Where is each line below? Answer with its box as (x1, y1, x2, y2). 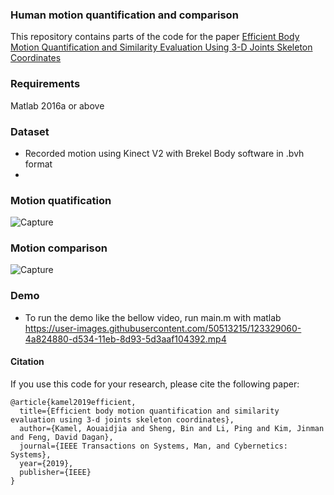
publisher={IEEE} (19, 467, 92, 477)
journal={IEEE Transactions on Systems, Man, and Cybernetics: (19, 441, 288, 451)
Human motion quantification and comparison (10, 8, 239, 22)
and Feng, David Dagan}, (10, 432, 114, 442)
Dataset (10, 124, 50, 138)
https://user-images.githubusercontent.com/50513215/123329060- (24, 322, 302, 334)
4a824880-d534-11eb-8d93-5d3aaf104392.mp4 (24, 333, 227, 345)
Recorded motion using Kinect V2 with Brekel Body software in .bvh (24, 147, 305, 159)
